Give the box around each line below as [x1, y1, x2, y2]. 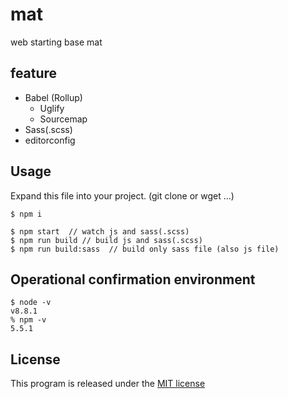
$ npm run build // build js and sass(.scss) [10, 235, 203, 245]
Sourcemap [39, 113, 88, 125]
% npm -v [10, 315, 47, 325]
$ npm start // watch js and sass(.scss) [10, 226, 190, 237]
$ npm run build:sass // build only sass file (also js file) [10, 244, 280, 254]
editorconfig [24, 134, 76, 146]
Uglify [39, 102, 65, 114]
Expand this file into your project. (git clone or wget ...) [10, 189, 235, 202]
